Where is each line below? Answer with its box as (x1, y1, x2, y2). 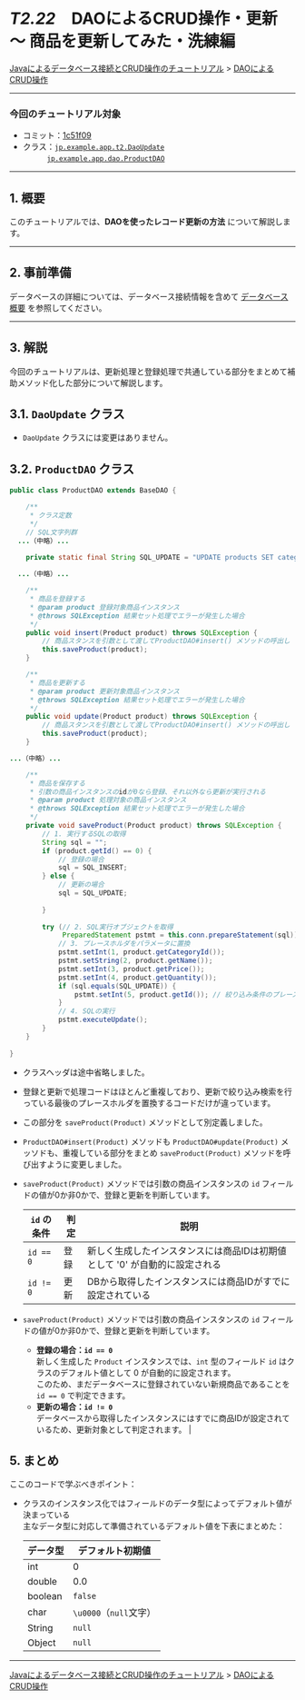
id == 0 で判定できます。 (35, 1389, 131, 1400)
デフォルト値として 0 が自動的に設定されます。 (60, 1367, 236, 1377)
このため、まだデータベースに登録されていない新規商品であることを (35, 1378, 290, 1389)
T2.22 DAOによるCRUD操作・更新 (9, 8, 279, 29)
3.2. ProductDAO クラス (9, 461, 134, 477)
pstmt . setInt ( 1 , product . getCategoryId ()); (57, 948, 225, 957)
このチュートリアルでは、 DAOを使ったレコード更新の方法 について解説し (9, 216, 283, 227)
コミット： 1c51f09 (22, 130, 93, 141)
